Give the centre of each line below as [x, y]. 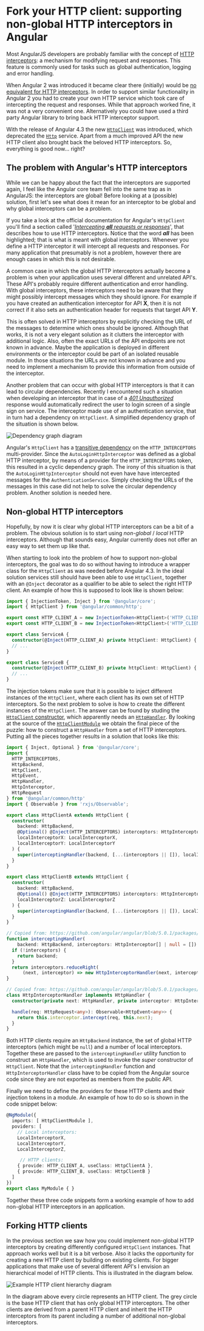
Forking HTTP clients [47, 1226]
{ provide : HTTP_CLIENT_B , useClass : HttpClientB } [84, 1171]
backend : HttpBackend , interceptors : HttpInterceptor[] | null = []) [107, 945]
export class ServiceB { [38, 662]
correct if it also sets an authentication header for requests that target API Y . [102, 309]
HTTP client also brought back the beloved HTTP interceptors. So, [89, 142]
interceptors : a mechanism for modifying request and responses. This [93, 60]
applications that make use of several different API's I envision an [88, 1266]
